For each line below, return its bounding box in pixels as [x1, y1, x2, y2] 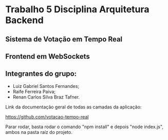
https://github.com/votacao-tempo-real [5, 113, 89, 120]
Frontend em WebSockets [5, 52, 90, 61]
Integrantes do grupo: [5, 69, 77, 78]
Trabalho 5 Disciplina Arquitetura [5, 4, 150, 15]
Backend [5, 14, 44, 26]
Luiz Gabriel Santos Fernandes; [12, 83, 80, 89]
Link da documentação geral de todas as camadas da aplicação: [5, 104, 142, 110]
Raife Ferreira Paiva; [12, 88, 55, 95]
